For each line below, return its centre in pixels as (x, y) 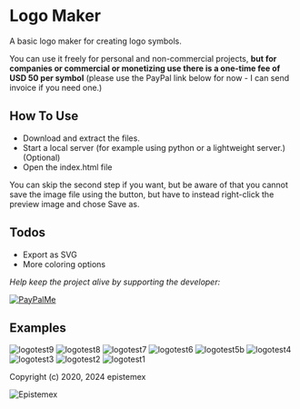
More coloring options (64, 264)
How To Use (44, 116)
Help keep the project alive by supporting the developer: (115, 282)
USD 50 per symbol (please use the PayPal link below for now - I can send (149, 77)
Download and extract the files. (81, 138)
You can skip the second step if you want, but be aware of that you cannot (149, 185)
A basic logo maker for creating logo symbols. (95, 41)
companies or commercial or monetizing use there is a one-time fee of (145, 68)
